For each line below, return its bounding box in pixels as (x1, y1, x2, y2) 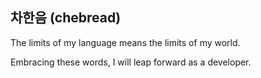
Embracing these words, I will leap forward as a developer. (10, 56, 252, 68)
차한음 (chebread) (10, 9, 122, 27)
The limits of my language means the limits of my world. (10, 36, 241, 48)
